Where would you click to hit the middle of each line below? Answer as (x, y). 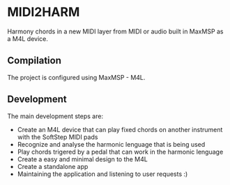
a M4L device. (28, 38)
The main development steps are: (55, 116)
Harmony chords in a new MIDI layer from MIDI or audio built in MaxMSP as (116, 31)
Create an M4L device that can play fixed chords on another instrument (120, 129)
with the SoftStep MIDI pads (58, 137)
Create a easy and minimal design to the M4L (82, 159)
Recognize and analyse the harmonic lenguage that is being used (111, 144)
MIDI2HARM (44, 12)
